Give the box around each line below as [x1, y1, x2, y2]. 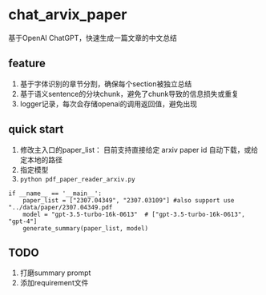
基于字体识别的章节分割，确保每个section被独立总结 [19, 78, 192, 89]
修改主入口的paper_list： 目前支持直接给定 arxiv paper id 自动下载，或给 [19, 145, 259, 154]
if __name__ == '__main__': [8, 189, 103, 197]
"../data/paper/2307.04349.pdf [8, 203, 113, 211]
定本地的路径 [19, 154, 62, 165]
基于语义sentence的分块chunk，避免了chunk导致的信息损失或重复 [19, 89, 239, 98]
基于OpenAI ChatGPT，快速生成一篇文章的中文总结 [8, 33, 178, 42]
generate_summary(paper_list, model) [22, 224, 149, 233]
